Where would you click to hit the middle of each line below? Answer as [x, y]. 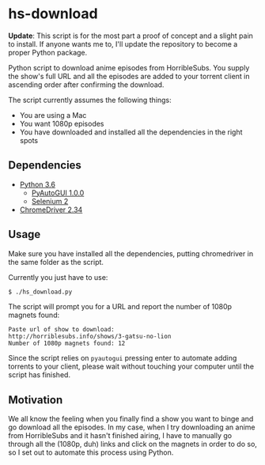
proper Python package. [48, 52]
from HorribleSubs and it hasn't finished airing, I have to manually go [120, 436]
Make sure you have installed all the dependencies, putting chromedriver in [131, 253]
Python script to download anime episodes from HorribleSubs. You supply [129, 67]
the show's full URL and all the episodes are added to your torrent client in [129, 76]
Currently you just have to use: [58, 277]
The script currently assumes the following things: [90, 100]
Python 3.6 [37, 184]
